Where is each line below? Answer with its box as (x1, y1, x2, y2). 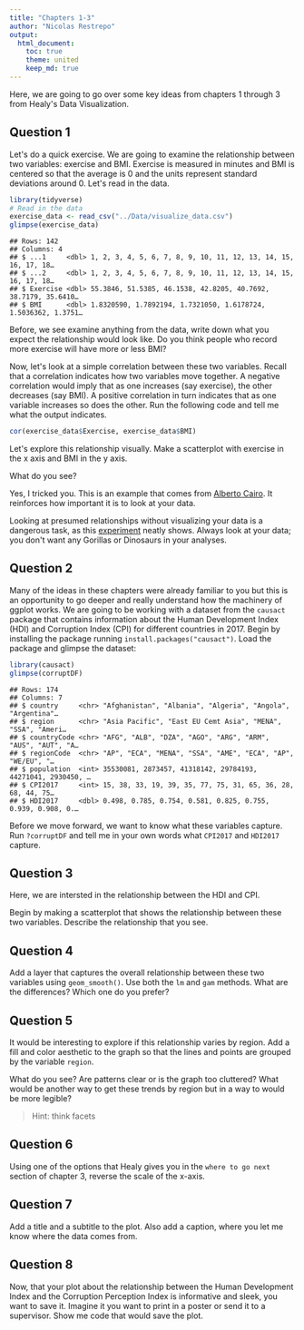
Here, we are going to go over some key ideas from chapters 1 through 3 (9, 88, 281, 100)
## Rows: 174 (9, 685, 59, 694)
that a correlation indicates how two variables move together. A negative (9, 371, 280, 382)
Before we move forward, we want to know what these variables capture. (9, 820, 283, 831)
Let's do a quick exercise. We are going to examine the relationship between (9, 149, 295, 160)
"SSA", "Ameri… (9, 725, 67, 734)
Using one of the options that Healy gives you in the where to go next (9, 1160, 270, 1171)
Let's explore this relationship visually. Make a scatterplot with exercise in (9, 444, 284, 455)
